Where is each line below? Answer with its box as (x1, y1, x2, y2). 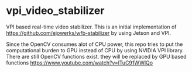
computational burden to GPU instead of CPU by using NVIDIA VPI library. (6, 46, 184, 53)
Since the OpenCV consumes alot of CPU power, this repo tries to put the (6, 41, 183, 48)
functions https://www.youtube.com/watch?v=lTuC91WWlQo (6, 59, 153, 66)
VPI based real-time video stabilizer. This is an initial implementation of (6, 23, 177, 30)
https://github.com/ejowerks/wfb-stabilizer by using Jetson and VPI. (6, 29, 172, 36)
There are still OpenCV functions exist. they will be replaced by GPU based (6, 53, 187, 60)
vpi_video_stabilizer (6, 4, 105, 17)
